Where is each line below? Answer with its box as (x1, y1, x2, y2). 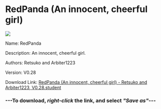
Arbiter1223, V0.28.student (5, 84, 62, 90)
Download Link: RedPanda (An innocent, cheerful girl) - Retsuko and (5, 79, 147, 85)
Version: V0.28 (5, 69, 36, 75)
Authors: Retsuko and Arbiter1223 (5, 59, 76, 66)
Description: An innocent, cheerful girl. (5, 50, 86, 56)
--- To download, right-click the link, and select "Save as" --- (5, 97, 156, 104)
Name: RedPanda (5, 40, 41, 46)
